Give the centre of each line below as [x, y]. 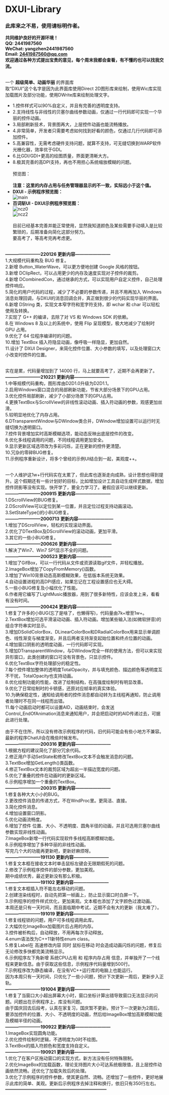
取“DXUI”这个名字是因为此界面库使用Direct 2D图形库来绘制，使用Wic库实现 [83, 88]
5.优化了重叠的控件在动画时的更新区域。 [47, 776]
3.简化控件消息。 [23, 807]
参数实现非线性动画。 [27, 832]
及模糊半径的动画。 [25, 1021]
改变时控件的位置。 [29, 355]
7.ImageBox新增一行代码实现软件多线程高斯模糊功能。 [61, 839]
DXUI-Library [33, 9]
